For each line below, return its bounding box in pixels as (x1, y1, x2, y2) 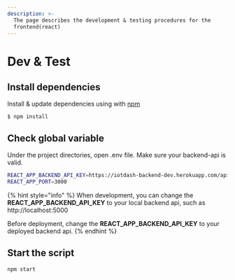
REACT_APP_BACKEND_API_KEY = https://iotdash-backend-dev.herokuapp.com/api (7, 172, 230, 179)
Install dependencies (7, 81, 101, 93)
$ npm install (7, 113, 49, 120)
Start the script (7, 247, 75, 259)
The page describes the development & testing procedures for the (13, 17, 211, 24)
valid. (7, 158, 23, 167)
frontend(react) (13, 23, 61, 30)
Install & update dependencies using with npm (7, 99, 141, 108)
